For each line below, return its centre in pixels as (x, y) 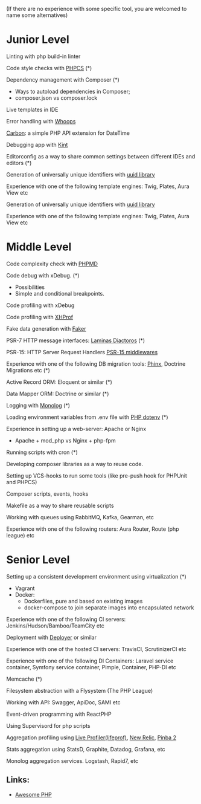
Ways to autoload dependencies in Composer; (72, 91)
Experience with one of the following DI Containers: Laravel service (90, 661)
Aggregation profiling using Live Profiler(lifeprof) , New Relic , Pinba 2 (91, 738)
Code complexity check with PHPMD (52, 264)
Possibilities (30, 287)
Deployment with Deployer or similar (51, 637)
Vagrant (25, 588)
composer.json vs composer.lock (56, 98)
